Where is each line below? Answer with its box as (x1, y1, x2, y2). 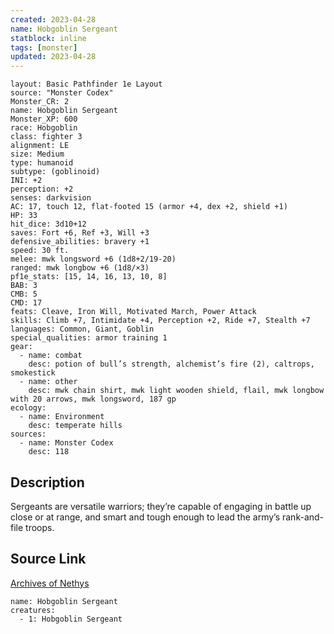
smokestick (10, 368, 56, 378)
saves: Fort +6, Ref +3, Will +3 (10, 228, 150, 238)
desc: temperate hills (28, 421, 123, 431)
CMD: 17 (10, 298, 43, 308)
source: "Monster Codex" (10, 88, 114, 98)
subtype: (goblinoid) (10, 167, 101, 177)
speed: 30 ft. (10, 246, 70, 256)
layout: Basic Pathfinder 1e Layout (10, 79, 163, 90)
